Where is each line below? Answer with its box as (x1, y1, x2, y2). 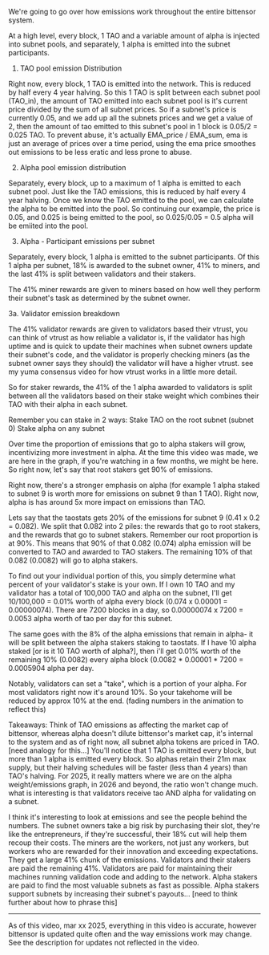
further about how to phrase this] (8, 898, 118, 907)
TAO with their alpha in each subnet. (8, 400, 128, 408)
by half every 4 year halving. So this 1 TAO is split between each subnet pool (8, 87, 261, 97)
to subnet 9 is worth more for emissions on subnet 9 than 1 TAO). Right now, (8, 489, 259, 498)
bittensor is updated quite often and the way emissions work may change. (8, 929, 252, 938)
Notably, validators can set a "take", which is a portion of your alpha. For (8, 679, 247, 689)
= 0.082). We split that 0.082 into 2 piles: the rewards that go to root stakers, (8, 522, 261, 530)
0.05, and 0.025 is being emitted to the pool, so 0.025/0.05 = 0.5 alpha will (8, 213, 255, 221)
